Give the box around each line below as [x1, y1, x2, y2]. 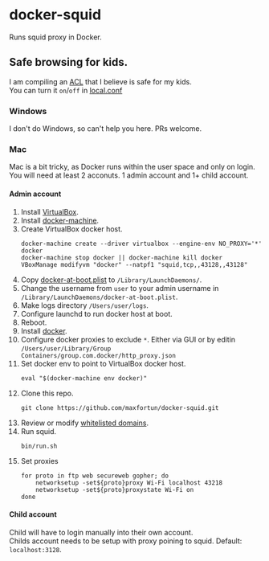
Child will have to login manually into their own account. [9, 527, 194, 537]
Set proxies [20, 456, 59, 465]
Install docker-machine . [20, 215, 100, 225]
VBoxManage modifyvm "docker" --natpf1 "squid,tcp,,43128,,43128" [20, 260, 248, 268]
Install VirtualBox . [20, 207, 79, 216]
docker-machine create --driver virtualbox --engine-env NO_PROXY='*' [20, 240, 263, 248]
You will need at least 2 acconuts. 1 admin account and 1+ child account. [9, 170, 249, 180]
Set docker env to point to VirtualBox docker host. [20, 358, 186, 368]
